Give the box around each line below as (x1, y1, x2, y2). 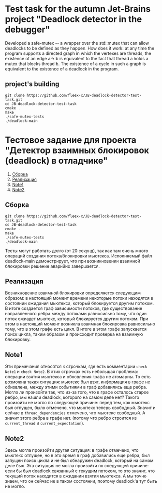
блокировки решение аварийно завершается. (5, 263, 100, 269)
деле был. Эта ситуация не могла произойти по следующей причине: (5, 462, 149, 468)
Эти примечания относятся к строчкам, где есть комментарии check (5, 363, 147, 370)
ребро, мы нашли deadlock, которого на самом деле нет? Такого (5, 394, 139, 400)
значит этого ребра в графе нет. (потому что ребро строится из (5, 415, 137, 421)
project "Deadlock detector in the (5, 14, 142, 25)
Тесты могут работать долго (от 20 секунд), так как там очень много (5, 248, 148, 254)
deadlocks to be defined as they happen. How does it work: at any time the (5, 45, 155, 51)
